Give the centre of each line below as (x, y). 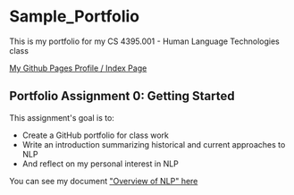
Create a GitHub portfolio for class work (96, 135)
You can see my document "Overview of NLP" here (104, 181)
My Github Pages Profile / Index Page (78, 68)
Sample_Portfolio (75, 17)
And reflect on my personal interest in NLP (100, 164)
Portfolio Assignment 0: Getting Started (122, 96)
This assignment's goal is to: (62, 117)
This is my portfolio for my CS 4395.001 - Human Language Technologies (144, 41)
